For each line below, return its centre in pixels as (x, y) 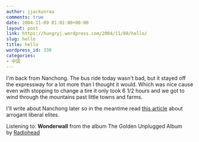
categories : (21, 56)
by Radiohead (23, 132)
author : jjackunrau (30, 12)
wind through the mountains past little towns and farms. (74, 97)
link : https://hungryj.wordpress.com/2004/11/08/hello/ (77, 34)
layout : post (22, 28)
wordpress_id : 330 (29, 50)
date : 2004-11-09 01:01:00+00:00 (48, 22)
